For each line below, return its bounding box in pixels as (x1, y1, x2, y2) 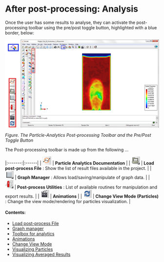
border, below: (5, 30, 34, 36)
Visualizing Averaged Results (12, 252, 71, 258)
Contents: (5, 209, 26, 215)
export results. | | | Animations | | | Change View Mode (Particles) (5, 193, 159, 199)
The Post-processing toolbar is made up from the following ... (5, 147, 129, 152)
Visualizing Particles (12, 246, 53, 252)
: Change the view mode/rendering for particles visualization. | (5, 198, 131, 204)
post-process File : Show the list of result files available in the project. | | (5, 165, 152, 171)
